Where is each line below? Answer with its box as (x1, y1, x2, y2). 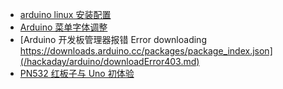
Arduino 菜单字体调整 (19, 21, 108, 33)
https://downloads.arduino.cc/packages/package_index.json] (19, 45, 273, 57)
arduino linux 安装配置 (19, 9, 112, 20)
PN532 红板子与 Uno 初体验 (19, 68, 135, 79)
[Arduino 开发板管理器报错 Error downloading (19, 34, 207, 45)
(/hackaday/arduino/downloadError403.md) (19, 56, 200, 67)
